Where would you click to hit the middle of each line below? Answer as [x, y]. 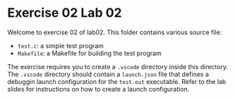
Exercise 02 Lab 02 [65, 13]
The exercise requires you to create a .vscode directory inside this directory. [117, 66]
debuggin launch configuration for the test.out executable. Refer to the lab [117, 81]
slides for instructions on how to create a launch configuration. [98, 89]
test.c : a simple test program [61, 45]
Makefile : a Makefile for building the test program [90, 53]
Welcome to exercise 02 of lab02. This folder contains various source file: [115, 32]
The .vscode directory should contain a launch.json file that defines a [108, 74]
